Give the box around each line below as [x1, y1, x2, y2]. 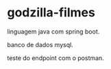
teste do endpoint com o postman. [7, 53, 104, 62]
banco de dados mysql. [7, 40, 73, 49]
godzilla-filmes [7, 5, 96, 20]
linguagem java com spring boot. [7, 27, 100, 36]
